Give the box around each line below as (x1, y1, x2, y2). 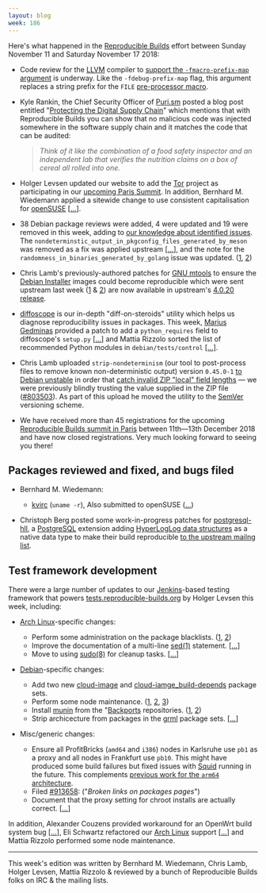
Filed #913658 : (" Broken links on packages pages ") (31, 787, 200, 796)
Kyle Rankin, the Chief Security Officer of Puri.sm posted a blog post (19, 97, 244, 106)
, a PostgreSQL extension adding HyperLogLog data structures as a (27, 524, 248, 533)
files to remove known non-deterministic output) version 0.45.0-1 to (19, 366, 243, 375)
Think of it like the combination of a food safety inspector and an (39, 146, 253, 156)
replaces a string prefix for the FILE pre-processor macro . (19, 81, 208, 91)
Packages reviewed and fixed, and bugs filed (8, 464, 234, 477)
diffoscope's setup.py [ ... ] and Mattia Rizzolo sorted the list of (19, 334, 222, 344)
